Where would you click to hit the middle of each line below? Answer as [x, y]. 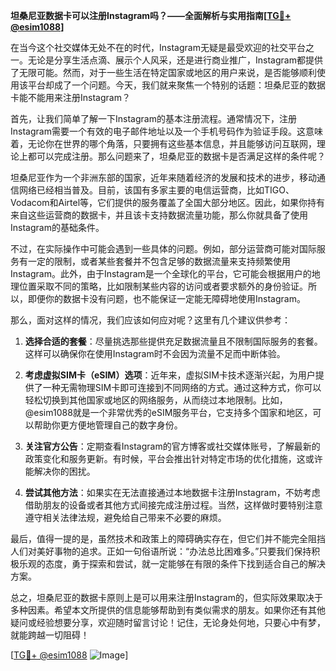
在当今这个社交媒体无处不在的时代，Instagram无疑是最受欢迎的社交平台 [158, 47]
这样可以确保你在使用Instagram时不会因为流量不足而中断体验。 [155, 353]
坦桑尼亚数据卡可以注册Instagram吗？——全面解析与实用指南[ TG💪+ [151, 15]
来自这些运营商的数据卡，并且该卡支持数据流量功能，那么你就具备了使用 [159, 215]
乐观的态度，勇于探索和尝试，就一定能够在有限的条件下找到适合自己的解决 [172, 563]
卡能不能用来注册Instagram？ [70, 97]
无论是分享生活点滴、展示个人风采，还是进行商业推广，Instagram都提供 [175, 60]
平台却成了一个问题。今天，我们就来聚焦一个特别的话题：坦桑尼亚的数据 [176, 85]
